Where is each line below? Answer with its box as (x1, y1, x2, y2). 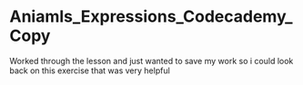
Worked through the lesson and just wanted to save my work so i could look (9, 55, 294, 66)
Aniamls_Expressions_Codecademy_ (9, 6, 293, 27)
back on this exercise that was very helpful (9, 65, 170, 76)
